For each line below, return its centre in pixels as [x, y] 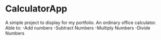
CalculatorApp [36, 9]
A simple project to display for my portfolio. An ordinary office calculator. [81, 22]
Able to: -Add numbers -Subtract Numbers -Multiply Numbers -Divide [78, 27]
